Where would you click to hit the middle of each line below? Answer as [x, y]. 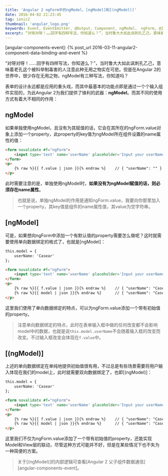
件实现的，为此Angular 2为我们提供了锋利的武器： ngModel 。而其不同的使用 [84, 93]
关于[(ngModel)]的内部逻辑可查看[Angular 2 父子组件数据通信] [81, 462]
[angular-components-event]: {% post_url [48, 47]
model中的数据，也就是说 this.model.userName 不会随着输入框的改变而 [89, 331]
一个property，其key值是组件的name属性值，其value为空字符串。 [85, 207]
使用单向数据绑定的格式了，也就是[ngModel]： [57, 242]
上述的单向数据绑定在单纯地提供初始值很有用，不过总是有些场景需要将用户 [82, 366]
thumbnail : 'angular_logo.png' [38, 24]
